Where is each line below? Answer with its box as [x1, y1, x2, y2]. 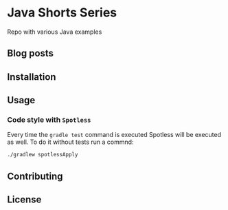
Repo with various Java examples [7, 28, 102, 36]
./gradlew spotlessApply [7, 151, 78, 158]
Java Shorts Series [7, 5, 117, 21]
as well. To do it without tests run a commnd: [7, 138, 134, 146]
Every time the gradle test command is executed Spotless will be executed [7, 131, 222, 139]
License [7, 194, 42, 206]
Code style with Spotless [7, 115, 91, 125]
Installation [7, 71, 56, 83]
